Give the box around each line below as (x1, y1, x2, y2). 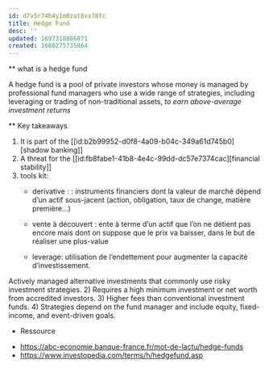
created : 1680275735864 (8, 42, 89, 50)
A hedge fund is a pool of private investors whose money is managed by (8, 80, 249, 90)
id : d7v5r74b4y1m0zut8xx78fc (8, 11, 106, 20)
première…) (31, 203, 71, 214)
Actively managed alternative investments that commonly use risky (8, 276, 231, 286)
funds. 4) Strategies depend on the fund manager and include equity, (8, 302, 238, 312)
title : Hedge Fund (8, 19, 70, 27)
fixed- (239, 302, 260, 312)
